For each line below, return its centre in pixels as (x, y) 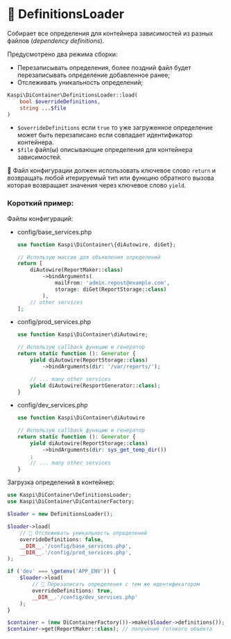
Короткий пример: (41, 203)
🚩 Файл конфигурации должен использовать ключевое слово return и (112, 171)
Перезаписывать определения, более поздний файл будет (104, 67)
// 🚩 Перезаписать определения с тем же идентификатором (116, 585)
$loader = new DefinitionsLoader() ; (60, 514)
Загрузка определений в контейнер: (61, 482)
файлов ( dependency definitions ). (56, 40)
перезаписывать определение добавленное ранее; (93, 75)
